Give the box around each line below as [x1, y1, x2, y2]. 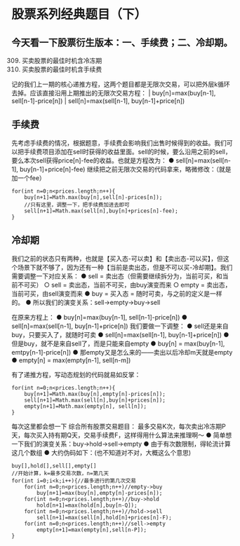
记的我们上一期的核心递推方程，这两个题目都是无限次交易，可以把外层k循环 [11, 80, 230, 88]
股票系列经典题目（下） [11, 6, 147, 22]
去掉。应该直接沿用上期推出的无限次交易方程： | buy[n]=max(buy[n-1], [11, 89, 216, 97]
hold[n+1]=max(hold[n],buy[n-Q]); [36, 502, 138, 509]
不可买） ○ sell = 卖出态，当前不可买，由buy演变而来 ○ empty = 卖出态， [17, 280, 232, 289]
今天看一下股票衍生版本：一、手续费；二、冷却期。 [11, 36, 233, 48]
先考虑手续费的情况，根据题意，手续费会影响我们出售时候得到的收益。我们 [11, 138, 227, 147]
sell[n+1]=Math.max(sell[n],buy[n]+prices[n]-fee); [24, 207, 178, 214]
